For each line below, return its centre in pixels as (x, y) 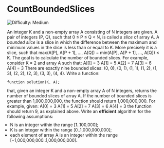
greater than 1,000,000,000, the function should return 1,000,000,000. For (81, 101)
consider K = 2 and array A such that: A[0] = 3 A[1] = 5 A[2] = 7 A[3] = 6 (79, 63)
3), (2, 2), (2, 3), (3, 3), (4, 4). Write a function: (54, 73)
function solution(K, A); (34, 82)
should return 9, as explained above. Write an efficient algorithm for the (79, 111)
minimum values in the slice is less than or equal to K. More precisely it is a (82, 47)
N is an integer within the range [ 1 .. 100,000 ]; (54, 125)
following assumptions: (30, 116)
